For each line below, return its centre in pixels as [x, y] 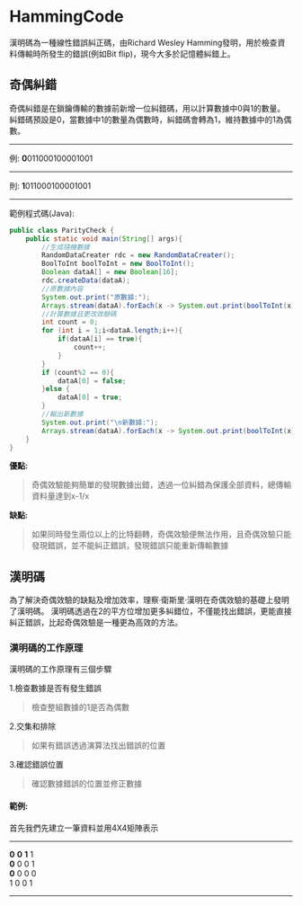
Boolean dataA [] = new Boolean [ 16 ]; [110, 272]
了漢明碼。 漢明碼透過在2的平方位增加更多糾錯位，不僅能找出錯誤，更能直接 [151, 611]
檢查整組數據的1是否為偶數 [80, 707]
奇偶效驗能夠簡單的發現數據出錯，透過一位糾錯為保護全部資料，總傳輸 [161, 485]
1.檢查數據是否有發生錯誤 [55, 688]
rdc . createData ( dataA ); [86, 280]
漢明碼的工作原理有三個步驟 [61, 669]
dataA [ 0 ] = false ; [92, 381]
